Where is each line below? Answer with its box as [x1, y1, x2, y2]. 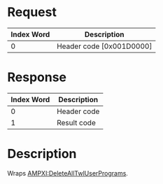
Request [7, 4, 57, 20]
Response [7, 69, 67, 85]
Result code [57, 118, 96, 127]
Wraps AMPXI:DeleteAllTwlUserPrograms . [7, 169, 128, 177]
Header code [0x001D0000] [57, 41, 153, 51]
